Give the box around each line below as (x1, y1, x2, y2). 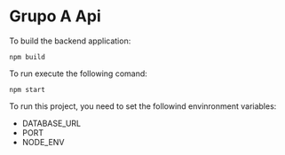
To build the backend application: (9, 35, 131, 46)
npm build (9, 52, 46, 61)
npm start (9, 85, 46, 94)
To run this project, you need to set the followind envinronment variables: (9, 100, 277, 112)
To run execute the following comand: (9, 68, 148, 79)
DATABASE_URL (21, 118, 82, 128)
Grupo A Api (9, 6, 101, 27)
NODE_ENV (21, 136, 65, 147)
